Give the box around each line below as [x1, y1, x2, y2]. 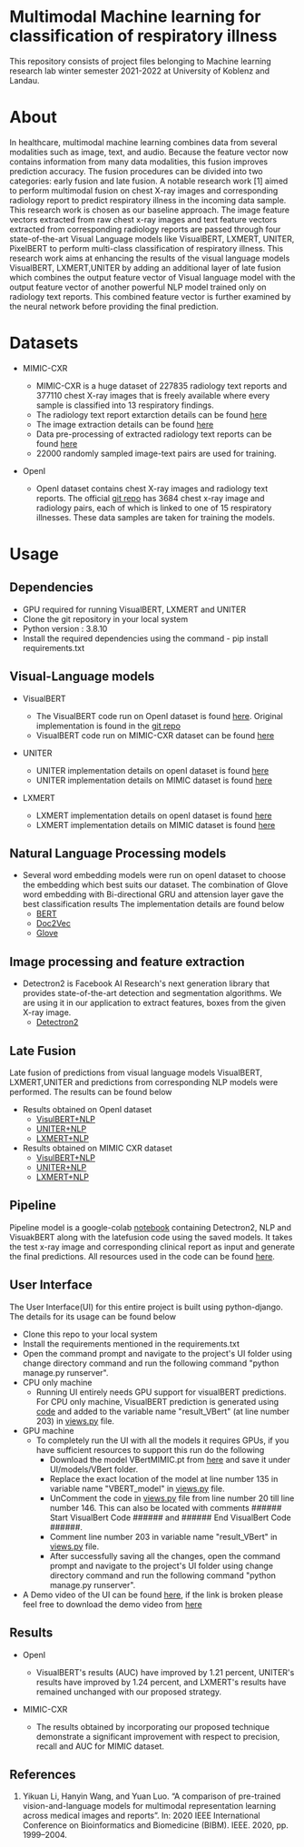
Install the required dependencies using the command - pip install [22, 633, 269, 644]
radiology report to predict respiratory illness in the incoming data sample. [9, 194, 287, 205]
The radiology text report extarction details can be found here [35, 409, 268, 420]
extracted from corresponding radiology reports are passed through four [9, 223, 281, 234]
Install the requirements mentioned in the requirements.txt [22, 1338, 240, 1349]
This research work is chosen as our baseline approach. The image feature [9, 204, 290, 215]
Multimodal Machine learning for [9, 6, 261, 27]
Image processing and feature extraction [9, 953, 245, 969]
